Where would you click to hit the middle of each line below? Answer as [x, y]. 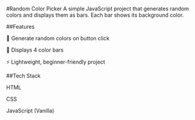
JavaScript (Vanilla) [30, 111]
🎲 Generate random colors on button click [58, 38]
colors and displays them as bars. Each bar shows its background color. [95, 15]
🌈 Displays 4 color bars [35, 50]
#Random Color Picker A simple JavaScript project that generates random [97, 9]
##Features [20, 27]
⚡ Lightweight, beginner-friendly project [56, 62]
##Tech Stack [23, 76]
